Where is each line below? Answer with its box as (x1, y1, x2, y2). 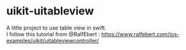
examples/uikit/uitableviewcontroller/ (6, 37, 99, 44)
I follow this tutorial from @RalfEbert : (6, 30, 101, 37)
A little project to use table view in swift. (6, 24, 107, 31)
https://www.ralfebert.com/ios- (101, 30, 180, 37)
